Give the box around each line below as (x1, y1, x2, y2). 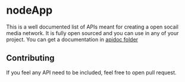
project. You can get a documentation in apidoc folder (6, 36, 139, 43)
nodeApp (6, 4, 53, 17)
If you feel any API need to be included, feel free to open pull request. (6, 69, 177, 76)
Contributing (6, 53, 55, 63)
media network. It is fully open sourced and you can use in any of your (6, 29, 179, 36)
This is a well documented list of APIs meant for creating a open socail (6, 23, 178, 30)
